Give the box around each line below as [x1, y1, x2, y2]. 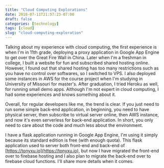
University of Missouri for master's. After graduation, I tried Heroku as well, [5, 81, 159, 87]
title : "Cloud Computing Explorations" [5, 7, 88, 12]
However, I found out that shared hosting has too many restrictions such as [5, 65, 159, 71]
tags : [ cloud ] [5, 26, 35, 31]
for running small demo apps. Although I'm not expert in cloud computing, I [5, 86, 159, 92]
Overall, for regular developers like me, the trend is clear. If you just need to [5, 101, 160, 107]
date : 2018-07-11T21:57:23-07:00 [5, 12, 75, 17]
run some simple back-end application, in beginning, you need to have [5, 106, 150, 112]
